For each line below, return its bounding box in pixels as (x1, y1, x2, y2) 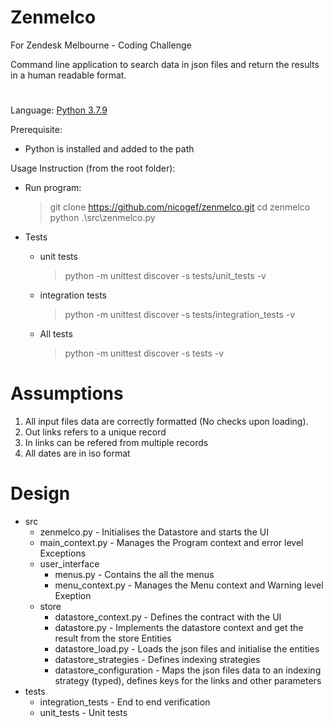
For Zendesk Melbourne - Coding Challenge (10, 39, 192, 51)
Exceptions (39, 547, 87, 559)
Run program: (24, 182, 82, 194)
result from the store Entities (54, 632, 172, 644)
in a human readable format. (10, 69, 127, 81)
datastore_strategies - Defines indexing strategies (54, 654, 261, 665)
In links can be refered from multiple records (24, 437, 209, 449)
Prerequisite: (10, 124, 63, 136)
